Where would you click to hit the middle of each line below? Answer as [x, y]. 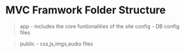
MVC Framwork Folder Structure [85, 10]
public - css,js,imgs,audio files [56, 44]
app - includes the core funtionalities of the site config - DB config [100, 26]
